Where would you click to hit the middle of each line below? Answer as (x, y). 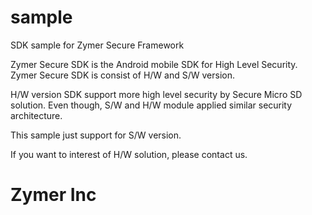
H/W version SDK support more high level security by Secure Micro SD (156, 94)
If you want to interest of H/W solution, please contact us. (129, 154)
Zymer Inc (53, 195)
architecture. (36, 115)
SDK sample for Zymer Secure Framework (97, 45)
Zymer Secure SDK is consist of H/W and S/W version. (122, 75)
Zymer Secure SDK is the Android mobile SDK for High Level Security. (154, 64)
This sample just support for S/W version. (96, 135)
